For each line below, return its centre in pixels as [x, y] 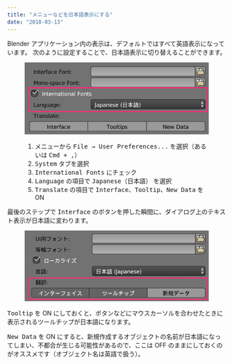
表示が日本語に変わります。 [52, 220]
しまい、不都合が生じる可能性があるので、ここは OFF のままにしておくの [118, 345]
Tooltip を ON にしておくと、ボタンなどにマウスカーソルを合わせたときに [115, 313]
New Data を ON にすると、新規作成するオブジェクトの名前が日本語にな [111, 337]
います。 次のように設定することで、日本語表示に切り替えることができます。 [117, 52]
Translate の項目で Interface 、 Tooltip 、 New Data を [119, 189]
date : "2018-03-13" [35, 22]
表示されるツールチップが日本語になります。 [71, 322]
